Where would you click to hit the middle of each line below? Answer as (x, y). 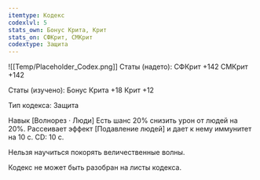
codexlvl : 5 (27, 23)
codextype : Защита (38, 45)
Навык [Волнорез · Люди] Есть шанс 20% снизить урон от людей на (123, 121)
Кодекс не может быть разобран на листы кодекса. (95, 167)
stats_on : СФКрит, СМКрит (50, 37)
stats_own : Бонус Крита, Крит (58, 30)
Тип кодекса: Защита (44, 106)
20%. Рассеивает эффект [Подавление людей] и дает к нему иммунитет (130, 129)
